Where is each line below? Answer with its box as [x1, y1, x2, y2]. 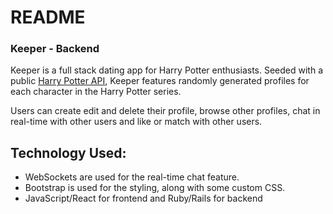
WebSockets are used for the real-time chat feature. [24, 171, 240, 183]
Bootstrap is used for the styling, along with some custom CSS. [24, 182, 286, 194]
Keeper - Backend [10, 42, 100, 56]
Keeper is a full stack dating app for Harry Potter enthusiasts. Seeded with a [10, 64, 324, 76]
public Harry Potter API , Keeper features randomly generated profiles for [10, 75, 310, 87]
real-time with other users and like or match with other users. [10, 116, 263, 128]
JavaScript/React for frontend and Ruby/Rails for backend [24, 192, 263, 205]
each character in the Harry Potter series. [10, 86, 182, 98]
